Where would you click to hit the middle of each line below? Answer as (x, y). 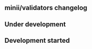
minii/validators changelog (46, 8)
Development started (37, 41)
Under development (35, 24)
